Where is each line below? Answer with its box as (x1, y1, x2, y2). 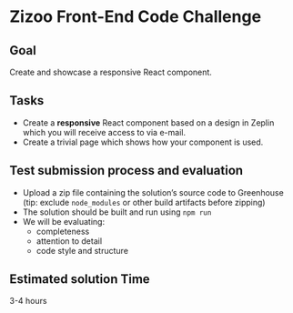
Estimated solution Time (9, 271, 150, 288)
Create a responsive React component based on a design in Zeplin (22, 116, 275, 128)
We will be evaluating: (22, 216, 106, 227)
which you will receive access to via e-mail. (22, 126, 187, 137)
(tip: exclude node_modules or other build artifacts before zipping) (22, 197, 266, 207)
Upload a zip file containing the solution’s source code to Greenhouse (22, 187, 284, 197)
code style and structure (35, 245, 129, 256)
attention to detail (35, 235, 103, 247)
